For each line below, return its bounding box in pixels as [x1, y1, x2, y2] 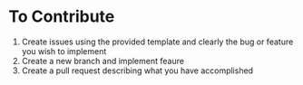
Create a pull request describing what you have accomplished [21, 65, 254, 76]
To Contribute [8, 6, 115, 27]
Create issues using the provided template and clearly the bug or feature [21, 36, 294, 47]
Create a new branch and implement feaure [21, 55, 185, 66]
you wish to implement [21, 45, 107, 56]
